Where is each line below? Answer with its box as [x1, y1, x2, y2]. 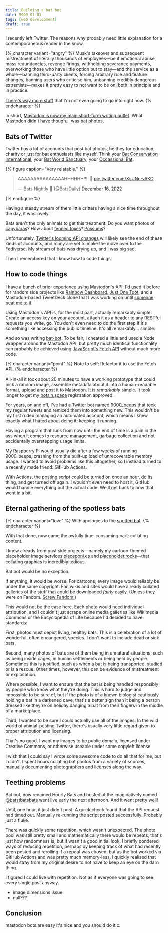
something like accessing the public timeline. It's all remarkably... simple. [5, 325, 155, 331]
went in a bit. [5, 490, 32, 496]
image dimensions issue [12, 889, 63, 895]
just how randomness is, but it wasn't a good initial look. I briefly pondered [5, 837, 159, 844]
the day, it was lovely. [5, 211, 50, 217]
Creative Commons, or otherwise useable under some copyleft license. [5, 743, 152, 749]
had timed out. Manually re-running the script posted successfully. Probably [5, 812, 162, 818]
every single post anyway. [5, 879, 59, 885]
